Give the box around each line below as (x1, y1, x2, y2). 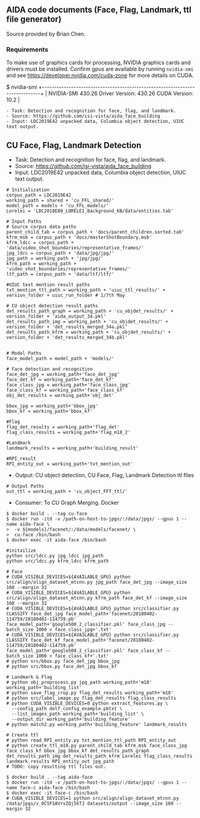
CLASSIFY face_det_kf (6, 637, 61, 643)
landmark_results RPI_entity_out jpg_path (6, 758, 114, 764)
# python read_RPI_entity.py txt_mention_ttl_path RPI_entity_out (6, 737, 177, 743)
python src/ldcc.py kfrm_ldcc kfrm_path (6, 558, 110, 564)
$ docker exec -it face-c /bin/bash (6, 790, 98, 796)
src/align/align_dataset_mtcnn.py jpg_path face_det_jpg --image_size (6, 579, 187, 585)
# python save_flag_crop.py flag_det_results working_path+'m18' (6, 690, 173, 696)
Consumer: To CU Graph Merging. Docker (14, 499, 119, 506)
